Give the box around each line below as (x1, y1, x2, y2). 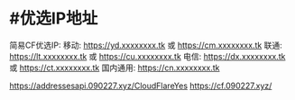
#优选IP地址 (9, 8, 98, 29)
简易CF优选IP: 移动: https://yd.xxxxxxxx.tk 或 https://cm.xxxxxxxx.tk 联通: (9, 40, 282, 50)
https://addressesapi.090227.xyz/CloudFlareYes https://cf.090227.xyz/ (9, 80, 272, 91)
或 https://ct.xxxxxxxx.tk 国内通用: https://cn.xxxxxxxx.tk (9, 62, 220, 73)
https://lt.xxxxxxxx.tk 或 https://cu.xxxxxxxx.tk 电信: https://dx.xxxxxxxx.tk (9, 50, 286, 61)
